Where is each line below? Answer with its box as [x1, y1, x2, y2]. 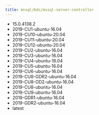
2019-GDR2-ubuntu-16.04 [12, 100, 66, 106]
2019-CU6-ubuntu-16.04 [12, 68, 63, 74]
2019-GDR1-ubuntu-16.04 [12, 95, 65, 101]
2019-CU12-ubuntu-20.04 [12, 42, 65, 48]
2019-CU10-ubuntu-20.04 [12, 31, 65, 37]
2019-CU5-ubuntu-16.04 [12, 63, 63, 69]
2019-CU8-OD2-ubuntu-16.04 [12, 79, 74, 85]
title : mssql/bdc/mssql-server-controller [5, 7, 94, 12]
